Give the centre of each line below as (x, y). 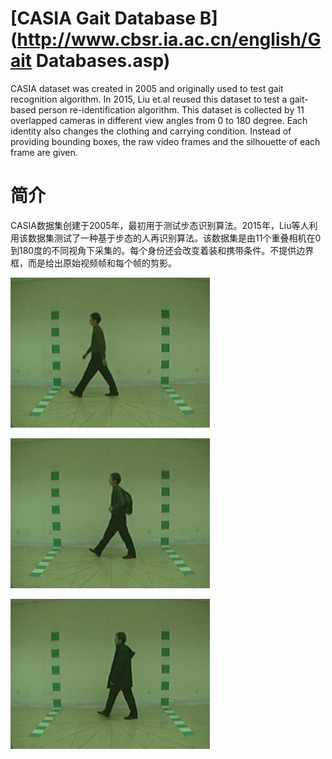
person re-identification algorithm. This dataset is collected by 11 (171, 109)
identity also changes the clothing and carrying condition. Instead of (151, 131)
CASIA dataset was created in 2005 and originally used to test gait (147, 88)
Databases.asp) (103, 61)
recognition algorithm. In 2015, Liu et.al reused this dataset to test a (149, 99)
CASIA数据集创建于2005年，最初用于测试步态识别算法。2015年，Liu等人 (160, 225)
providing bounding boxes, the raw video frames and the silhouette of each (165, 141)
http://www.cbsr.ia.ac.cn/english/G (169, 39)
